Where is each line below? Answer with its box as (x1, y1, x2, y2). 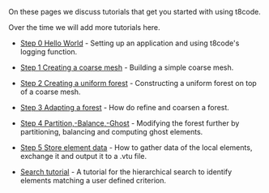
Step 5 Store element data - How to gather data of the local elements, (19, 143, 253, 152)
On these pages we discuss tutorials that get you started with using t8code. (8, 7, 261, 16)
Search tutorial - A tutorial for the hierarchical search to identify (19, 167, 233, 177)
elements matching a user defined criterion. (19, 176, 166, 185)
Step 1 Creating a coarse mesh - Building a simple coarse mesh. (19, 62, 234, 72)
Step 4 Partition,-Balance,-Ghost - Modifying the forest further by (19, 118, 240, 128)
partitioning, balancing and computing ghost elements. (19, 127, 203, 136)
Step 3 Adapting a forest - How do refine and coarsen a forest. (19, 103, 229, 112)
